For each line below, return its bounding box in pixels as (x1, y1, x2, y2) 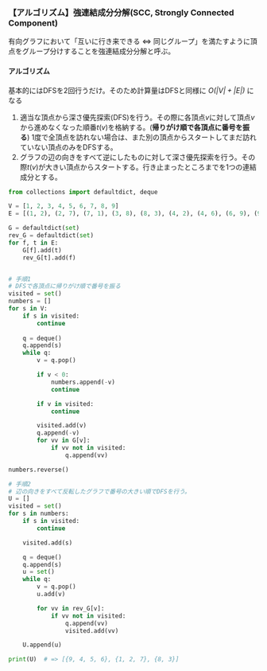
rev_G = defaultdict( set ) (8, 232, 94, 240)
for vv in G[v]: (37, 436, 91, 445)
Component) (8, 18, 58, 29)
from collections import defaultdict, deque (8, 188, 158, 196)
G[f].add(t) (22, 246, 62, 254)
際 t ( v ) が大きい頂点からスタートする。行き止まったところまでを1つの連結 (19, 162, 257, 172)
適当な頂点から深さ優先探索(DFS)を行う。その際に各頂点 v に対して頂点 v (19, 112, 255, 122)
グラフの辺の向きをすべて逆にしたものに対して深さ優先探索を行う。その (19, 152, 256, 162)
